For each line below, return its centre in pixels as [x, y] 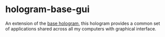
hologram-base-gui [47, 9]
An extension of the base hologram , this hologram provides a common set [83, 23]
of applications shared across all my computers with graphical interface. [81, 28]
